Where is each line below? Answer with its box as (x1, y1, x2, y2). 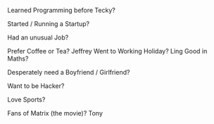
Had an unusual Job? (7, 33, 69, 42)
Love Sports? (7, 95, 46, 104)
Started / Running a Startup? (7, 20, 90, 27)
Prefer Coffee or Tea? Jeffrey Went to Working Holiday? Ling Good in (7, 47, 208, 55)
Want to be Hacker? (7, 82, 65, 90)
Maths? (7, 54, 29, 63)
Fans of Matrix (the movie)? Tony (7, 109, 103, 117)
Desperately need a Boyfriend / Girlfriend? (7, 68, 130, 76)
